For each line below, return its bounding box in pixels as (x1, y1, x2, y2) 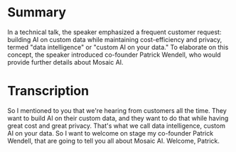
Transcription (7, 83, 90, 99)
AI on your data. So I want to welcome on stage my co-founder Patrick (7, 129, 214, 137)
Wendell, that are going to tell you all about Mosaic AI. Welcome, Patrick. (7, 136, 220, 145)
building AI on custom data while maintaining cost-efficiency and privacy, (7, 35, 222, 43)
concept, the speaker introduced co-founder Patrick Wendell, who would (7, 50, 222, 59)
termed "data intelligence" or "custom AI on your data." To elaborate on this (7, 43, 229, 51)
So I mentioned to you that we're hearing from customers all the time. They (7, 106, 227, 114)
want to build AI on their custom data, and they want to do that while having (7, 114, 229, 122)
